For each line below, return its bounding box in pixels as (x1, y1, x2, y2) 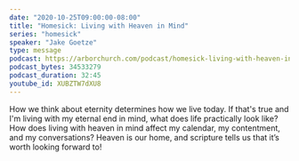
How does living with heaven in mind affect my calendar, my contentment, (9, 122, 280, 133)
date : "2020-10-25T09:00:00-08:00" (9, 12, 141, 22)
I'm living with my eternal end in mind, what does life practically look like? (9, 113, 279, 124)
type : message (9, 46, 62, 55)
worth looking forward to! (9, 141, 102, 152)
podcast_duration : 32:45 (9, 71, 101, 80)
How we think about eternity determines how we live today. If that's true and (9, 103, 289, 114)
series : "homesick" (9, 29, 82, 38)
